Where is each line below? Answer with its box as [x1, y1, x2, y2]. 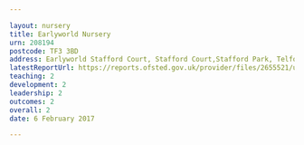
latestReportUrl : [9, 63, 75, 72]
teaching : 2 [9, 72, 54, 82]
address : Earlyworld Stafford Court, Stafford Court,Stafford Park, [9, 55, 273, 64]
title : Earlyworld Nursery [9, 29, 111, 39]
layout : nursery [9, 21, 71, 30]
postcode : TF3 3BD [9, 46, 79, 55]
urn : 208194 [9, 38, 54, 47]
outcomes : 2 [9, 97, 54, 106]
